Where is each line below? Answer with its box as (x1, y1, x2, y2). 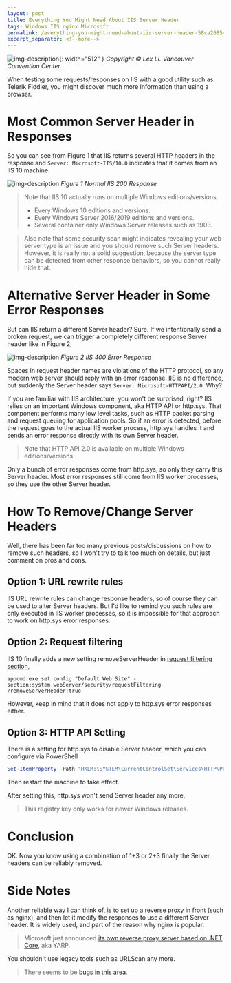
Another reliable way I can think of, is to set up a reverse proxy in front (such (7, 906, 223, 914)
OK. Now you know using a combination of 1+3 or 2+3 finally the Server (7, 852, 210, 860)
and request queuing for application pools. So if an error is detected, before (7, 416, 221, 425)
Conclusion (7, 829, 74, 844)
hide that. (23, 263, 52, 272)
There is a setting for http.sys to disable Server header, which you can (7, 745, 206, 753)
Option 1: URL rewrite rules (7, 576, 124, 588)
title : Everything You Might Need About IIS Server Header (7, 17, 180, 23)
